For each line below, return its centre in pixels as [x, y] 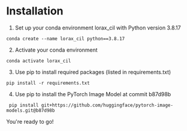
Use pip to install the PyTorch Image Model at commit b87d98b [93, 94]
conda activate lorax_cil [38, 61]
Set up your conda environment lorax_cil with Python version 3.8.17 [98, 28]
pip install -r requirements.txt [48, 83]
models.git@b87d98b [31, 110]
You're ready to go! [30, 121]
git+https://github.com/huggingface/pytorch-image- [107, 105]
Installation [35, 11]
